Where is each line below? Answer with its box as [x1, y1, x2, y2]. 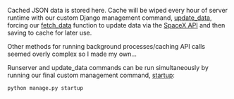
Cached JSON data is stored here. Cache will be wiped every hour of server [7, 6, 228, 14]
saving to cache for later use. [7, 28, 92, 37]
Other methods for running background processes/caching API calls [7, 42, 206, 50]
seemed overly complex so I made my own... [7, 49, 137, 58]
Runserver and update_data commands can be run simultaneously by [7, 64, 209, 71]
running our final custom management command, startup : [7, 71, 175, 79]
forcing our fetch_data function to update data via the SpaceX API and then [7, 21, 226, 29]
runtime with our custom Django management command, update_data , [7, 13, 213, 22]
